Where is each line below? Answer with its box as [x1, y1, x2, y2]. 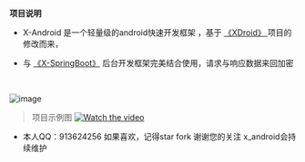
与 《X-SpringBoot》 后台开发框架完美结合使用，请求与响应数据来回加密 [22, 58, 294, 68]
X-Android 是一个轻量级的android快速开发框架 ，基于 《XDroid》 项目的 [22, 27, 292, 38]
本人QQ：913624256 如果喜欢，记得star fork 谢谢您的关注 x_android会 [22, 131, 289, 142]
